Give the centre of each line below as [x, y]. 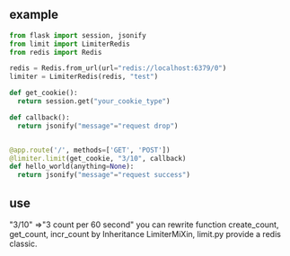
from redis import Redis [56, 52]
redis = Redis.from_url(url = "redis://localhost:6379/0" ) [118, 68]
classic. [23, 243]
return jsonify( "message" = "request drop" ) [98, 126]
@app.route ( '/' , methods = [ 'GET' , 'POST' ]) [90, 150]
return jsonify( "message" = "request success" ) [104, 175]
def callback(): [40, 117]
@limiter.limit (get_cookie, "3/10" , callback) [98, 158]
